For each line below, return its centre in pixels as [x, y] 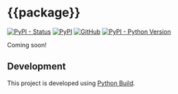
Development [37, 67]
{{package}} [44, 13]
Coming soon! [27, 45]
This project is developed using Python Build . [71, 83]
